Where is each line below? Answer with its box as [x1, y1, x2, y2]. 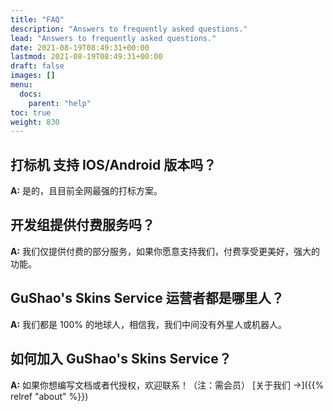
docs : [19, 89, 43, 99]
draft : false [10, 61, 65, 71]
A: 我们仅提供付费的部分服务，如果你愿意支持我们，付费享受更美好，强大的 [10, 245, 321, 257]
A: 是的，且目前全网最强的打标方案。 [10, 185, 163, 197]
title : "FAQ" [10, 14, 65, 25]
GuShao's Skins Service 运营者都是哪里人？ [10, 290, 285, 307]
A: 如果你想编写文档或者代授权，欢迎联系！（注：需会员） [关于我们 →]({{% [10, 379, 325, 391]
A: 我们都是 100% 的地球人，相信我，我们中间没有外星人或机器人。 [10, 318, 288, 330]
